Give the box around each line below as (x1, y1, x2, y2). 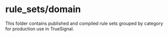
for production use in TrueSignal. (5, 25, 74, 31)
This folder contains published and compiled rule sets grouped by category (5, 20, 163, 26)
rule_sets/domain (5, 4, 81, 15)
